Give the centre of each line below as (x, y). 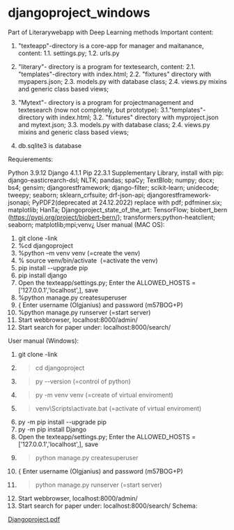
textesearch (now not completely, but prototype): (88, 110)
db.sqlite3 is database (50, 145)
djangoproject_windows (79, 13)
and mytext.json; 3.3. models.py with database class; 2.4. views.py (114, 124)
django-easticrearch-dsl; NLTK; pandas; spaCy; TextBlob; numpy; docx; (111, 180)
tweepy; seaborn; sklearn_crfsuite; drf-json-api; (77, 195)
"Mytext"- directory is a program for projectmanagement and (106, 102)
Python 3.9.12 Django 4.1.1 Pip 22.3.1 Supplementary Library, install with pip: (116, 172)
